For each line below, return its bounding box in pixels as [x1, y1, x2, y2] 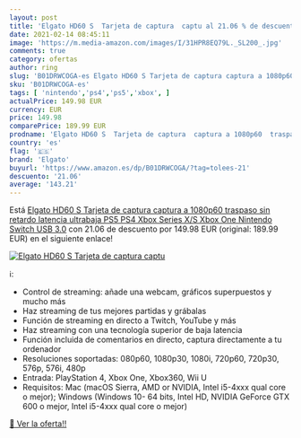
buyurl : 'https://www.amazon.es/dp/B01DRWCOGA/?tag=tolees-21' [9, 163, 251, 172]
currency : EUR [9, 105, 63, 114]
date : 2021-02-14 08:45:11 [9, 30, 110, 39]
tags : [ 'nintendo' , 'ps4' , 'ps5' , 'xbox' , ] [9, 88, 170, 97]
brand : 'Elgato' [9, 154, 70, 164]
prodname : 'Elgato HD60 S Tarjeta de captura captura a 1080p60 [9, 130, 262, 139]
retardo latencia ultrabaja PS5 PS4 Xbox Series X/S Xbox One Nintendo [9, 215, 273, 225]
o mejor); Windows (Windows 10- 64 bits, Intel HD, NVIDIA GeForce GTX [21, 391, 289, 402]
